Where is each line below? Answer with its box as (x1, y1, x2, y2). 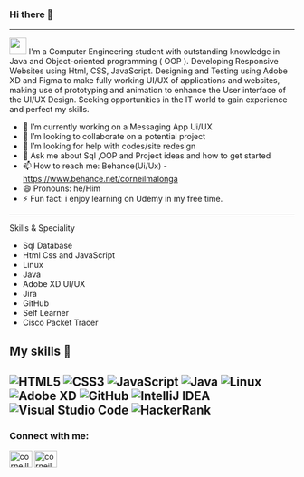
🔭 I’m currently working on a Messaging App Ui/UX (22, 121, 213, 132)
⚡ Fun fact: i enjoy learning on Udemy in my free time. (22, 194, 223, 205)
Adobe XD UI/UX (22, 279, 86, 290)
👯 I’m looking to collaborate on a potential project (22, 131, 206, 142)
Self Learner (22, 308, 70, 319)
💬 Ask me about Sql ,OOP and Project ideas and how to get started (22, 150, 271, 161)
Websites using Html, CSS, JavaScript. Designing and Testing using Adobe (9, 65, 288, 76)
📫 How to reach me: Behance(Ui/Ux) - (22, 160, 167, 171)
